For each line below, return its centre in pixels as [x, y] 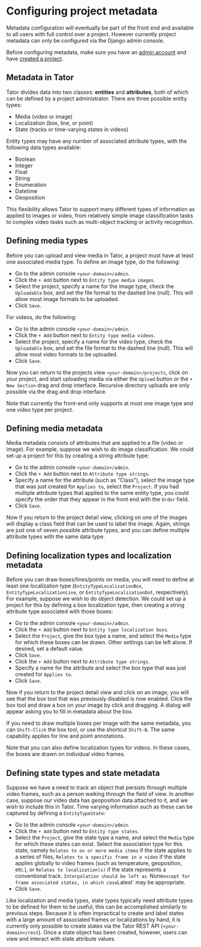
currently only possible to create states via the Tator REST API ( [85, 926]
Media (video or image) [44, 116]
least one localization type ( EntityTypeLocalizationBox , [75, 586]
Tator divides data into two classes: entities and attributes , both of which [97, 92]
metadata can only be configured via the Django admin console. [85, 40]
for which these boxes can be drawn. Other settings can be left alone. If [103, 642]
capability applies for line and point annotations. [65, 736]
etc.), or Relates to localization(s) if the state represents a [90, 869]
